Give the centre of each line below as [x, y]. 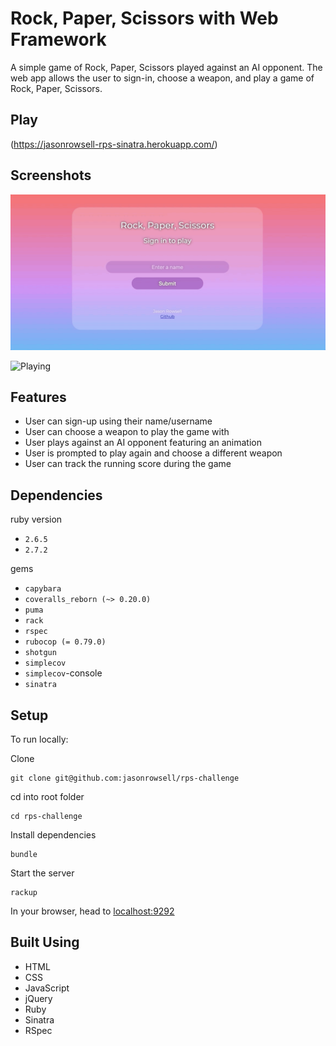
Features [38, 397]
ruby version [36, 519]
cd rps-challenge [46, 817]
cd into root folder [47, 797]
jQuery [38, 998]
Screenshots [51, 175]
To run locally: [39, 739]
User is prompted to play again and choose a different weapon [153, 453]
